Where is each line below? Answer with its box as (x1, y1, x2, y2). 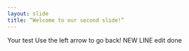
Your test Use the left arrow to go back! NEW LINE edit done (7, 36, 182, 44)
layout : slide (7, 10, 49, 17)
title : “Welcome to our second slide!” (7, 17, 125, 24)
